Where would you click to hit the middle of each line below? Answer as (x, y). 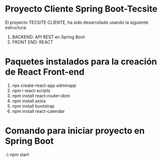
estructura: (16, 27)
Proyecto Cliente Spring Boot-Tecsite (81, 9)
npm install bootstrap (33, 106)
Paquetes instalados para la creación (81, 62)
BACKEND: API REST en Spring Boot (48, 37)
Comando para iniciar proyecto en (75, 131)
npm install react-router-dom (41, 96)
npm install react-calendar (38, 111)
